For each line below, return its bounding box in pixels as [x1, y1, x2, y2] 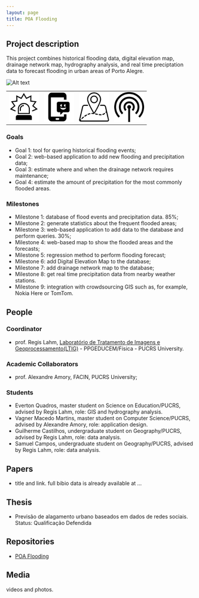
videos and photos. [6, 585, 54, 593]
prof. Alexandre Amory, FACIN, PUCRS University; [14, 374, 137, 381]
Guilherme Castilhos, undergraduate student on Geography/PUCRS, [14, 427, 182, 435]
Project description [6, 39, 79, 49]
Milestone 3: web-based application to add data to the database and [14, 226, 184, 233]
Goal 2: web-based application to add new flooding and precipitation [14, 153, 185, 160]
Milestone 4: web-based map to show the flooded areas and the [14, 239, 173, 246]
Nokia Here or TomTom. [14, 290, 74, 297]
